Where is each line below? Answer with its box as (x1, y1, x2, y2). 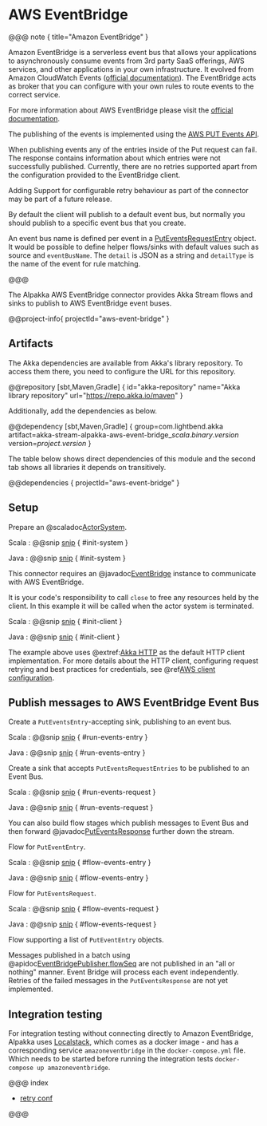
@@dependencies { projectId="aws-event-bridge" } (8, 477, 180, 488)
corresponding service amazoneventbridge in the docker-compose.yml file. (8, 1045, 246, 1055)
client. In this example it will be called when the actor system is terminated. (8, 601, 254, 610)
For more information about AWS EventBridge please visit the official (8, 105, 234, 115)
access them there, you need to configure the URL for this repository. (8, 366, 237, 376)
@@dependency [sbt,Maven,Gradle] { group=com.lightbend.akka (8, 421, 223, 431)
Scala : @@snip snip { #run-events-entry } (8, 733, 148, 742)
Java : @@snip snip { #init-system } (8, 553, 126, 563)
